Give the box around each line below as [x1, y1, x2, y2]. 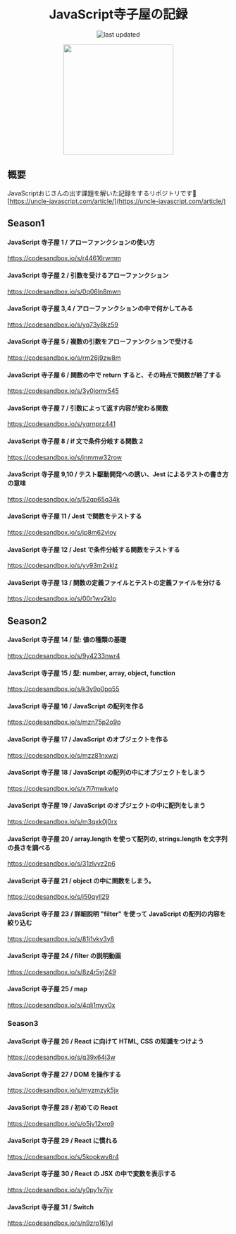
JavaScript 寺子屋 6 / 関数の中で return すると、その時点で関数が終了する [7, 370, 222, 379]
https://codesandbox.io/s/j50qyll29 [7, 893, 110, 901]
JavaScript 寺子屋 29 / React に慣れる [7, 1137, 118, 1145]
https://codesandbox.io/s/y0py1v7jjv [7, 1185, 113, 1194]
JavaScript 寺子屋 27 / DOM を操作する [7, 1070, 122, 1078]
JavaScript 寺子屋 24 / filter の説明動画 [7, 952, 121, 960]
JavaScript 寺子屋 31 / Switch [7, 1202, 94, 1211]
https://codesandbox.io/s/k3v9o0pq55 [7, 685, 120, 694]
